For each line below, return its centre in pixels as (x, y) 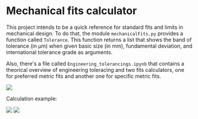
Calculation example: (32, 98)
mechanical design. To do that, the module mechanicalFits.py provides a (95, 33)
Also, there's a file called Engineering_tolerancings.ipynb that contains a (95, 64)
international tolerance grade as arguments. (59, 52)
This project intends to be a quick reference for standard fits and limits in (95, 27)
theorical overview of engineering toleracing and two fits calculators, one (95, 70)
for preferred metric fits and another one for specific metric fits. (84, 76)
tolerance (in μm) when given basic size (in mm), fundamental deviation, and (99, 46)
